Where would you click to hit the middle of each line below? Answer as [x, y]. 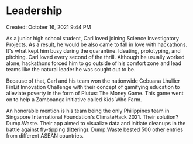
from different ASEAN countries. [45, 135]
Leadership [34, 11]
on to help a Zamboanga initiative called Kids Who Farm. [74, 99]
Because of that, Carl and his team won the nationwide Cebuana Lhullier [93, 81]
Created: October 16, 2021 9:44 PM [49, 27]
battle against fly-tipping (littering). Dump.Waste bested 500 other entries [94, 129]
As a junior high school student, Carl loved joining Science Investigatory [93, 38]
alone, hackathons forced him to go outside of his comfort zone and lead [94, 63]
